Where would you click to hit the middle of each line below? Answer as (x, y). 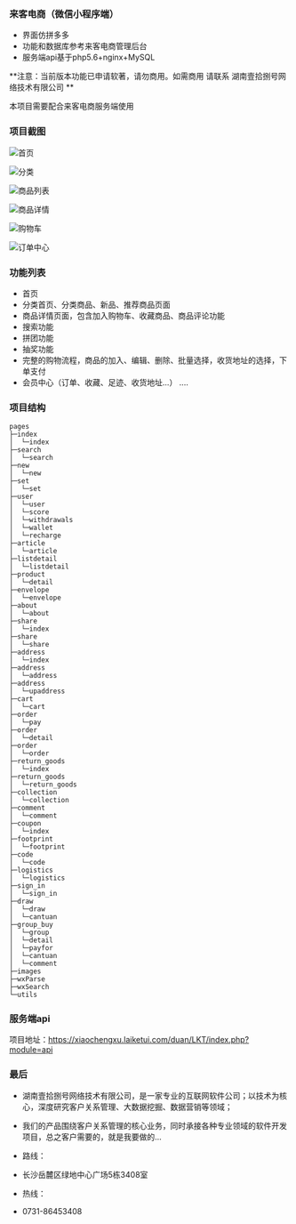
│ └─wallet (31, 528)
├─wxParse (28, 979)
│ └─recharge (36, 535)
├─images (25, 971)
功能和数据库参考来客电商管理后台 (84, 46)
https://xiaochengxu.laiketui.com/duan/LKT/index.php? (149, 1040)
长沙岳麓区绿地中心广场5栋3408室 (85, 1174)
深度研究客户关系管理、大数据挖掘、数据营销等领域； (135, 1107)
